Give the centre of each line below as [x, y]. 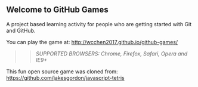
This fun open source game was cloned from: [62, 72]
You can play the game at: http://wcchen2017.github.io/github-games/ [92, 42]
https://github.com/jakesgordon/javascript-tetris [66, 77]
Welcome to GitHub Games [57, 10]
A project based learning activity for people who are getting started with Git [99, 24]
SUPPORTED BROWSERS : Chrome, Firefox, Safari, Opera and [112, 54]
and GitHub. [21, 30]
